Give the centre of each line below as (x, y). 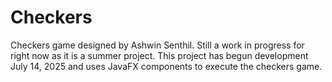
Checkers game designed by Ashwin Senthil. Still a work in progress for (157, 45)
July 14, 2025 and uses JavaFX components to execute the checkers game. (166, 66)
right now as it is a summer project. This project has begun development (159, 55)
